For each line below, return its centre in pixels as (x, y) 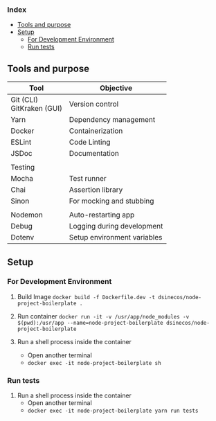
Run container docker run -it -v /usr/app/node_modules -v (103, 316)
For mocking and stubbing (111, 201)
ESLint (21, 142)
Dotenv (22, 238)
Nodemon (27, 215)
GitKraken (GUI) (36, 109)
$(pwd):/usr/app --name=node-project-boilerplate (90, 323)
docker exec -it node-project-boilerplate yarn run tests (113, 411)
